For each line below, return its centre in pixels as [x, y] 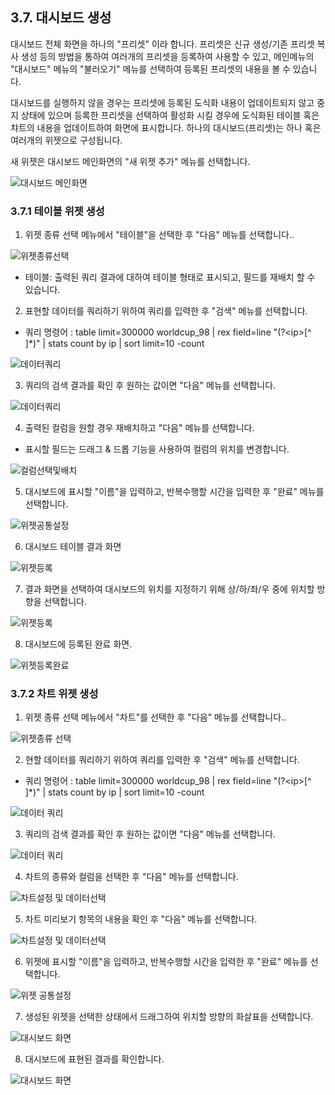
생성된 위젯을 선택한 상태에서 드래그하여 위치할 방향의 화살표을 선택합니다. [169, 1017]
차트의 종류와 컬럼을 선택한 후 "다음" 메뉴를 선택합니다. [131, 877]
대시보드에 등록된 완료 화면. [78, 644]
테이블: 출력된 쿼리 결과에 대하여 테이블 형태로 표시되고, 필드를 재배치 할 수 [170, 277]
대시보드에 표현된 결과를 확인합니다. [94, 1059]
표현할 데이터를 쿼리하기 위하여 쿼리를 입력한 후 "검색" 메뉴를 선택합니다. [166, 311]
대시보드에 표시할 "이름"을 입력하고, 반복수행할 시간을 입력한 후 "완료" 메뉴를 [174, 492]
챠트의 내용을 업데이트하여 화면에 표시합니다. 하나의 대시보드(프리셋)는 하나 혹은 [166, 127]
